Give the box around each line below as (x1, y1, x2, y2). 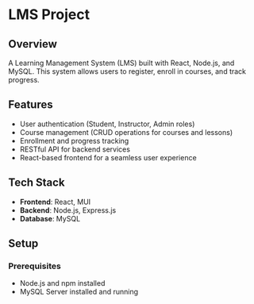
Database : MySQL (19, 214, 81, 223)
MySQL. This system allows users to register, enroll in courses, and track (8, 67, 247, 76)
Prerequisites (8, 260, 61, 271)
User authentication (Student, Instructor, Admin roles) (19, 119, 195, 129)
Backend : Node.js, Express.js (19, 205, 117, 215)
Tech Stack (8, 176, 65, 190)
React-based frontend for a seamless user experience (19, 152, 197, 162)
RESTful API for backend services (19, 144, 131, 154)
